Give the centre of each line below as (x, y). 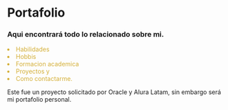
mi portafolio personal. (39, 100)
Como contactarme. (44, 79)
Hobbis (26, 57)
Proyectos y (33, 71)
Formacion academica (48, 64)
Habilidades (33, 49)
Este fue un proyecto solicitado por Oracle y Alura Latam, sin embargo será (114, 92)
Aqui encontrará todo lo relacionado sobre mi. (86, 35)
